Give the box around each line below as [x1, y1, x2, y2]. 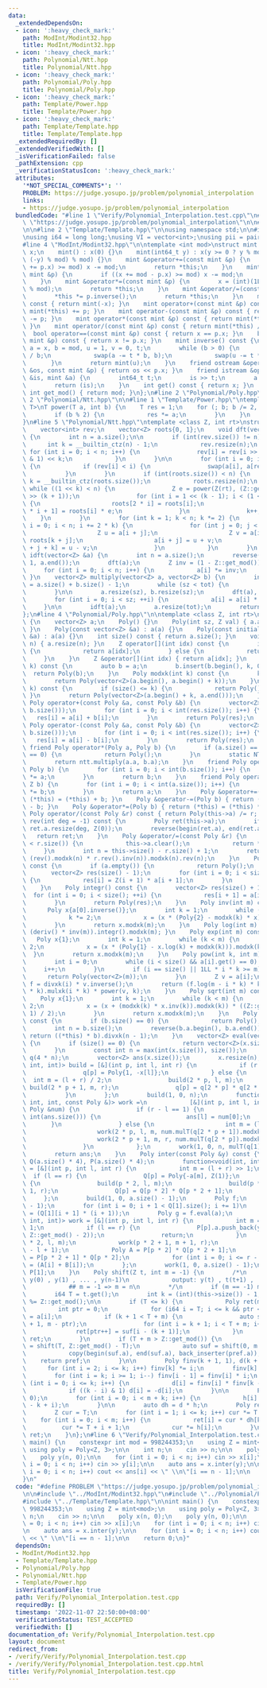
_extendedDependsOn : [15, 19, 83, 27]
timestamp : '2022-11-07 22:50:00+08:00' [15, 1608, 151, 1616]
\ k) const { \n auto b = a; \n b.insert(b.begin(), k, [22, 662, 254, 670]
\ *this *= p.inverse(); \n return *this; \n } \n [22, 293, 244, 301]
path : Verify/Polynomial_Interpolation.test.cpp [15, 1593, 180, 1602]
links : [22, 196, 44, 204]
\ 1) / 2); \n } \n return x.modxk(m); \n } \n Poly [22, 1010, 258, 1018]
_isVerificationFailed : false [15, 152, 115, 160]
